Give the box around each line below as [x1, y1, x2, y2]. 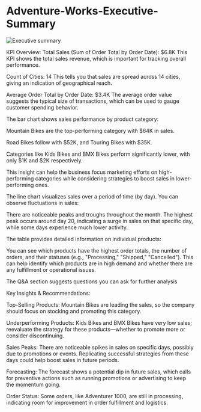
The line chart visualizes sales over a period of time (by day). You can [6, 192, 179, 200]
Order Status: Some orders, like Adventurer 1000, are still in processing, [6, 392, 184, 399]
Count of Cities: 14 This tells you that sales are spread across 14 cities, [6, 73, 181, 80]
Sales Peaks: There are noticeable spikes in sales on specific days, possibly [6, 343, 194, 351]
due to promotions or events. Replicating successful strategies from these [6, 350, 189, 357]
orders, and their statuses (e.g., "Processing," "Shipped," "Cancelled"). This [6, 253, 194, 260]
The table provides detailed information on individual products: [6, 235, 161, 242]
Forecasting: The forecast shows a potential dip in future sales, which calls [6, 368, 191, 375]
